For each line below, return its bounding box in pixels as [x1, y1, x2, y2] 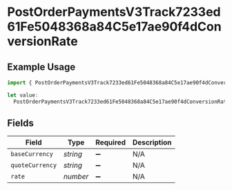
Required [95, 137, 126, 147]
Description [132, 137, 172, 147]
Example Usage [7, 61, 76, 73]
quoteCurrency [10, 162, 57, 169]
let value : [7, 91, 39, 99]
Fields [7, 117, 35, 129]
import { [7, 79, 32, 86]
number [63, 172, 89, 182]
